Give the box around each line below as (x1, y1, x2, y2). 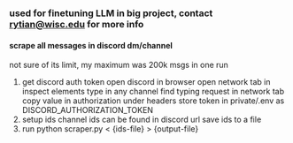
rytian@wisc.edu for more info (9, 18, 144, 30)
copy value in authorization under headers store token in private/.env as (21, 95, 285, 106)
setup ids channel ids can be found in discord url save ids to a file (21, 114, 262, 125)
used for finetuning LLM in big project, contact (9, 7, 213, 19)
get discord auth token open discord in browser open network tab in (21, 77, 272, 87)
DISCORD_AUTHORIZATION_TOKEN (21, 105, 153, 116)
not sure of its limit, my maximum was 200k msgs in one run (9, 60, 228, 71)
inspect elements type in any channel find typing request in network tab (21, 87, 285, 97)
